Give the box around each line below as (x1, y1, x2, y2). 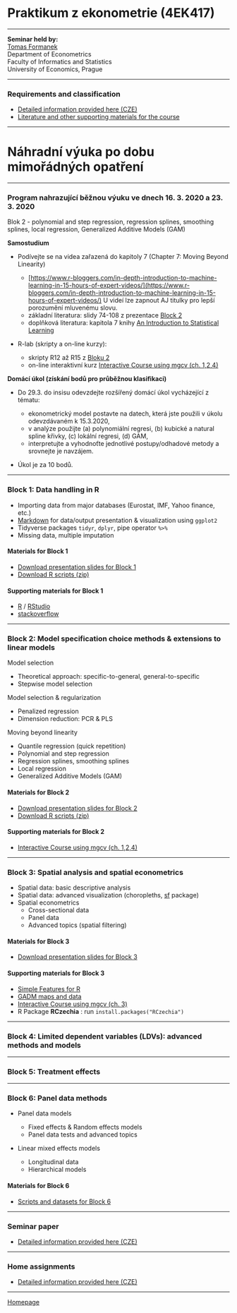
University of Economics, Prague (7, 65, 103, 73)
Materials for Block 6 (7, 1182, 70, 1190)
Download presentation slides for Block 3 (17, 952, 138, 961)
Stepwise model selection (17, 679, 93, 689)
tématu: (17, 396, 40, 404)
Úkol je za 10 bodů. (17, 461, 73, 469)
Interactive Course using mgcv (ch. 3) (17, 1000, 128, 1008)
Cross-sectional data (28, 906, 90, 914)
